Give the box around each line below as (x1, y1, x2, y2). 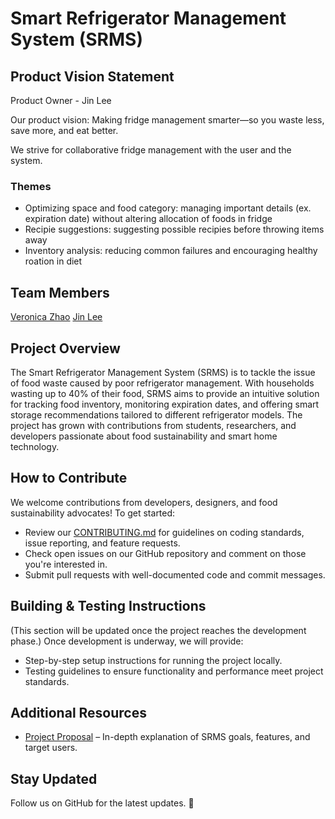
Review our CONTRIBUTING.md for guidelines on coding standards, (24, 526, 305, 538)
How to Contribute (10, 470, 128, 487)
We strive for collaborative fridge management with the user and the (10, 144, 292, 156)
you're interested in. (24, 558, 108, 570)
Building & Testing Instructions (10, 598, 207, 615)
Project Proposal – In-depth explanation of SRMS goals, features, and (24, 731, 311, 743)
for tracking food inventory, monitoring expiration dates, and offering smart (10, 398, 320, 410)
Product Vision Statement (10, 68, 175, 85)
